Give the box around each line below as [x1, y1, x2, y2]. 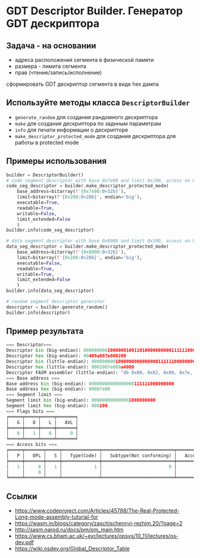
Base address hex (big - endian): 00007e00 [6, 386, 111, 392]
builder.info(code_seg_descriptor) [6, 227, 95, 233]
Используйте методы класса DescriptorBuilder [6, 98, 190, 108]
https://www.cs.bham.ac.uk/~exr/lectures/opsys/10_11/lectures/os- [14, 532, 179, 540]
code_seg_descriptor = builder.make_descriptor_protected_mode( [6, 183, 169, 189]
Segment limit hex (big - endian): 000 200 [6, 403, 108, 409]
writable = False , [17, 210, 58, 217]
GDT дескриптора [6, 17, 100, 30]
